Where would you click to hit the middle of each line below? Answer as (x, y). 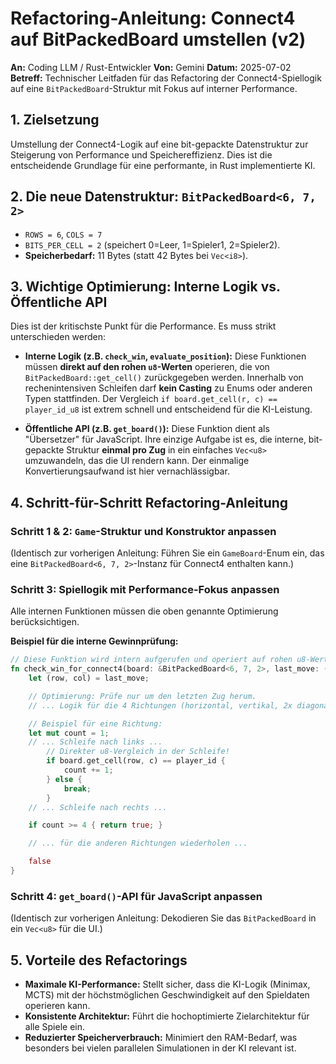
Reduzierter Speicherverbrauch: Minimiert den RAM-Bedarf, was (161, 1038)
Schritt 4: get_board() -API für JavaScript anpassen (136, 896)
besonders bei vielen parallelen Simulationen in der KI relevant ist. (160, 1048)
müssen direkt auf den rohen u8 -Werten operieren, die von (147, 367)
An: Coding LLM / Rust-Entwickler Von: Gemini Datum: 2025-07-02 (151, 67)
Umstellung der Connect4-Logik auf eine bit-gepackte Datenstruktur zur (159, 144)
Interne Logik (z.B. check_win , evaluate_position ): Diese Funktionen (165, 356)
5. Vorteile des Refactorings (99, 960)
